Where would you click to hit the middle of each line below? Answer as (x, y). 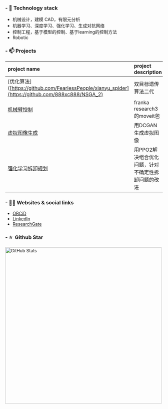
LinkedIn (21, 219)
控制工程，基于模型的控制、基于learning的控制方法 (65, 32)
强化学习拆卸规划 (28, 168)
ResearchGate (27, 224)
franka (141, 102)
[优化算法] (20, 81)
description (148, 72)
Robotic (20, 38)
